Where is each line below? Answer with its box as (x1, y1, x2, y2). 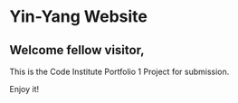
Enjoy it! (9, 84, 40, 94)
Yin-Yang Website (9, 6, 148, 27)
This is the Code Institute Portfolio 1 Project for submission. (9, 66, 230, 77)
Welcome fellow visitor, (9, 42, 145, 58)
